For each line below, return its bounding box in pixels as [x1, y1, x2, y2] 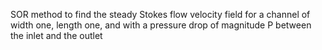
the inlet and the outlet [10, 30, 103, 41]
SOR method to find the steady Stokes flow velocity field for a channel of [10, 9, 311, 20]
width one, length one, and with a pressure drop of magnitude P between [10, 19, 312, 31]
